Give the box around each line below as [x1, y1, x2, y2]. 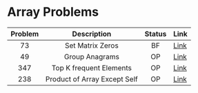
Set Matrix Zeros [64, 41, 119, 50]
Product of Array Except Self [45, 74, 138, 83]
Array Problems [7, 4, 99, 20]
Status [144, 29, 167, 39]
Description [72, 29, 112, 39]
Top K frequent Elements [51, 63, 132, 72]
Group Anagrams [63, 52, 119, 61]
